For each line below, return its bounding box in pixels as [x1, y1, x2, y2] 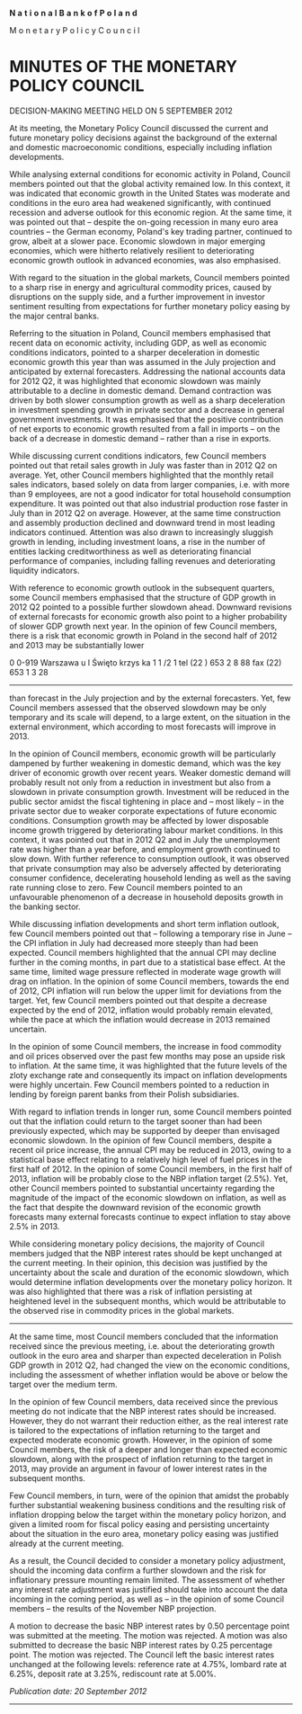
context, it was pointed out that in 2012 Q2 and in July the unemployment [9, 834, 280, 844]
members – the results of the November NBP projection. [9, 1602, 218, 1613]
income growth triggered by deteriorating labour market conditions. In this [9, 825, 283, 835]
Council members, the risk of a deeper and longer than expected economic [9, 1443, 288, 1455]
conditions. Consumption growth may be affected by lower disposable [9, 815, 270, 826]
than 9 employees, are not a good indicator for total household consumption [9, 488, 291, 499]
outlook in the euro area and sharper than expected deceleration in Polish [9, 1350, 281, 1361]
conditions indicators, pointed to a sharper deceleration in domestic [9, 346, 261, 358]
